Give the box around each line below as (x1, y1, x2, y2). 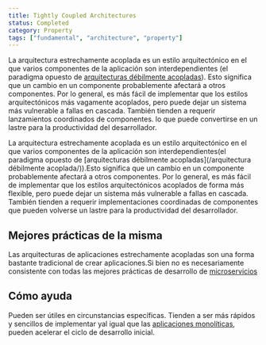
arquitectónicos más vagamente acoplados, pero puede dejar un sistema (8, 98, 247, 107)
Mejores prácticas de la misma (8, 228, 163, 242)
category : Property (8, 26, 73, 34)
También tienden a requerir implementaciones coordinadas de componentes (8, 197, 259, 207)
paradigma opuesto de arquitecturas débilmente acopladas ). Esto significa (8, 72, 253, 82)
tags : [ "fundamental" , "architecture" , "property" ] (8, 33, 183, 42)
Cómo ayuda (8, 289, 73, 303)
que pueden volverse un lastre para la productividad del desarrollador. (8, 205, 238, 215)
